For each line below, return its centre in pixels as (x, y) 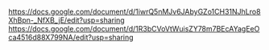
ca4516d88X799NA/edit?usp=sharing (71, 37)
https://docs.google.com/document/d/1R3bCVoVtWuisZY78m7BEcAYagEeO (134, 29)
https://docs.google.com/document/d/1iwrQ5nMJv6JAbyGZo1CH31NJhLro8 (134, 12)
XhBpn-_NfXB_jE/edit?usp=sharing (66, 20)
